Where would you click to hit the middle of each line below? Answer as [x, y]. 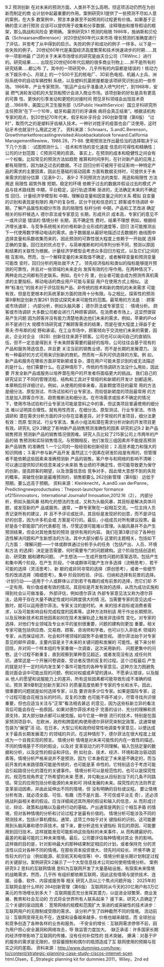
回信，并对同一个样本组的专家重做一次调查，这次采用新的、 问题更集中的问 [81, 648]
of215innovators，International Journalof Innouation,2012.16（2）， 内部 [77, 495]
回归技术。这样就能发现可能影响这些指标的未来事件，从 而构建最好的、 [85, 832]
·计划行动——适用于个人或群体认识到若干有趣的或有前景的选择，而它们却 [79, 581]
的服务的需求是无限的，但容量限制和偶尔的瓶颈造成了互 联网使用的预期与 [78, 942]
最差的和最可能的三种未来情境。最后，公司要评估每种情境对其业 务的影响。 [81, 838]
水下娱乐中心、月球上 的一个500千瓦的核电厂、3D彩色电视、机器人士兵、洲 [81, 74]
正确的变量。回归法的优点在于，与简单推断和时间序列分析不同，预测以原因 [80, 245]
